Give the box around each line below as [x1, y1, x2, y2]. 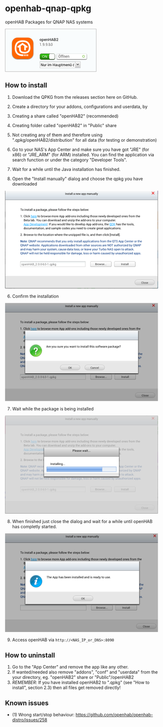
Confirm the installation [12, 293, 59, 299]
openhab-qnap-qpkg [5, 3, 92, 14]
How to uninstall [5, 651, 55, 659]
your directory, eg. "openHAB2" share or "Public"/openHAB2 [12, 674, 134, 680]
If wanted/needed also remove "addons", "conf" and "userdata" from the [12, 669, 158, 675]
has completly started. [12, 523, 57, 529]
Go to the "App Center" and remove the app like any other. [12, 664, 129, 670]
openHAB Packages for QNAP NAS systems [5, 19, 93, 25]
